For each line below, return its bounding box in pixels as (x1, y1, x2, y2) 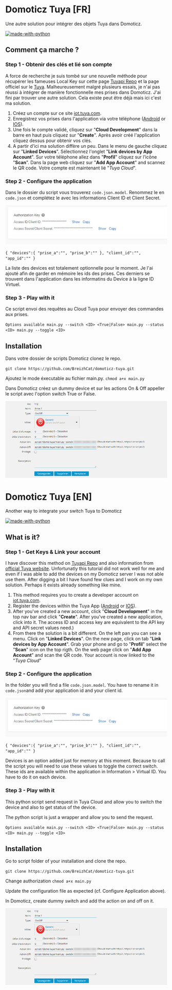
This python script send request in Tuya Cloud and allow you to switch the (5, 798, 162, 805)
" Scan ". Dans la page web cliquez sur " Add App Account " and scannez (12, 159, 165, 165)
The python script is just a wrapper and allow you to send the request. (5, 814, 154, 820)
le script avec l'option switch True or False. (5, 390, 97, 397)
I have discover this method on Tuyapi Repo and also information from (5, 560, 154, 566)
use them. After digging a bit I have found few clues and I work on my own (5, 577, 163, 583)
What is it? (5, 533, 40, 542)
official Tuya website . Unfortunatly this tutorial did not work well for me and (5, 565, 164, 572)
